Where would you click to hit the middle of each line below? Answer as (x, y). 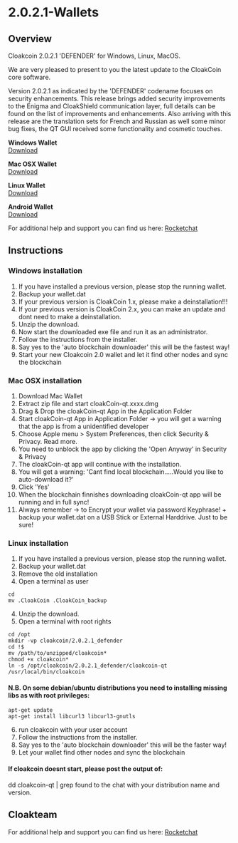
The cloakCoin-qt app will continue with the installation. (100, 464)
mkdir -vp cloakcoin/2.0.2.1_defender (65, 641)
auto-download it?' (46, 479)
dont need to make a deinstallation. (70, 316)
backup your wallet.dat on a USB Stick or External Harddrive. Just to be (123, 517)
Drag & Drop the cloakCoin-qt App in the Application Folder (105, 411)
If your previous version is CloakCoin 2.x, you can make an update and (122, 309)
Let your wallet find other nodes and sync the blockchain (102, 753)
